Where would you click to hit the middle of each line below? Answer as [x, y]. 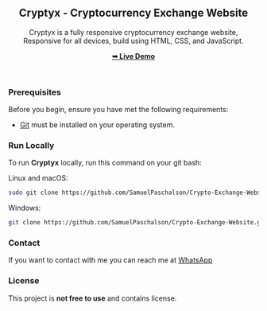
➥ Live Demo [133, 56]
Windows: [25, 208]
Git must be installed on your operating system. [97, 125]
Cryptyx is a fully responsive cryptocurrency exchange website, [133, 32]
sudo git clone [33, 193]
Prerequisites [35, 92]
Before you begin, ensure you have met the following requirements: [118, 110]
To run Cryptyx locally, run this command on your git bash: [105, 163]
